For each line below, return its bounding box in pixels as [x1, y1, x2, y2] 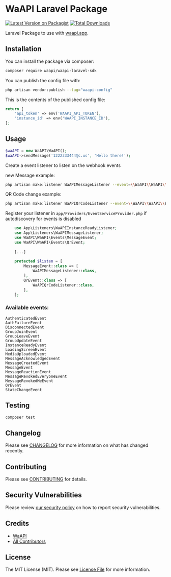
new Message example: [5, 172, 55, 178]
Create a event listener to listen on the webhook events [5, 162, 121, 169]
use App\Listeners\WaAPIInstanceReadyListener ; [14, 226, 117, 231]
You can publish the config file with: [5, 77, 80, 83]
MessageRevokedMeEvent [5, 378, 53, 383]
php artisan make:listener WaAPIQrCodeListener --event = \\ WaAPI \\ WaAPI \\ [5, 201, 165, 206]
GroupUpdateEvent [5, 338, 42, 343]
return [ [5, 106, 24, 111]
